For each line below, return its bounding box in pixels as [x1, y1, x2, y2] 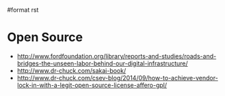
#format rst [7, 6, 39, 14]
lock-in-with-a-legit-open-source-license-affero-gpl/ [16, 81, 168, 89]
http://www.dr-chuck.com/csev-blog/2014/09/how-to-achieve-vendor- [16, 74, 219, 82]
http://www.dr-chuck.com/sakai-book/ [16, 66, 127, 74]
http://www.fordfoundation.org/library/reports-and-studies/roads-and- [16, 52, 217, 60]
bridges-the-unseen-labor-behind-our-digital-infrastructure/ [16, 59, 188, 67]
